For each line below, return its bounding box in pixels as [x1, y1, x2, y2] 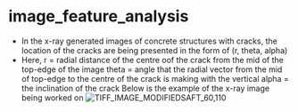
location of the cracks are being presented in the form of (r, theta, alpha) [21, 44, 288, 55]
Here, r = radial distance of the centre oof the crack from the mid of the [21, 54, 285, 65]
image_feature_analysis [8, 6, 189, 27]
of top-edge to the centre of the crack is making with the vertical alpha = [21, 73, 289, 84]
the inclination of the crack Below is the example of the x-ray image [21, 83, 269, 93]
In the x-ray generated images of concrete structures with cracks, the [21, 36, 277, 46]
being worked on [21, 92, 84, 103]
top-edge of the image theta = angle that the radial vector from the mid [21, 64, 283, 75]
